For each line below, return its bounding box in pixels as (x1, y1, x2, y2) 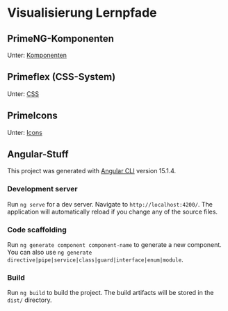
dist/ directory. (7, 296, 52, 304)
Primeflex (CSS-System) (7, 71, 116, 83)
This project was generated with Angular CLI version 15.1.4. (7, 167, 177, 175)
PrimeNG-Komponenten (7, 33, 115, 45)
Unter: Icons (7, 128, 43, 136)
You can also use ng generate (7, 248, 92, 257)
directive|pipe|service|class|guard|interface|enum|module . (7, 255, 184, 264)
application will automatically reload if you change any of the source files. (7, 207, 218, 216)
